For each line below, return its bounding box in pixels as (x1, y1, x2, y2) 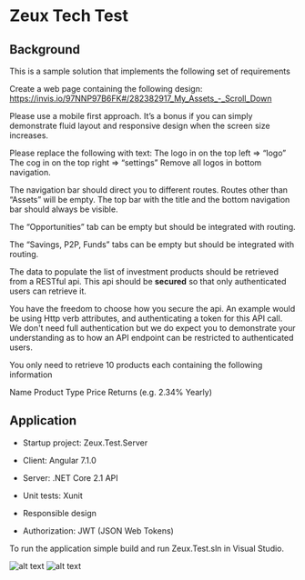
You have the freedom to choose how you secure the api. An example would (9, 304, 296, 314)
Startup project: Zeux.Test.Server (22, 437, 148, 448)
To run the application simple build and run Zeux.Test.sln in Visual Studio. (9, 543, 285, 554)
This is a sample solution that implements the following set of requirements (9, 65, 291, 76)
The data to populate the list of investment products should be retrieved (9, 266, 280, 277)
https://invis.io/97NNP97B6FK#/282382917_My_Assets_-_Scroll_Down (9, 93, 272, 104)
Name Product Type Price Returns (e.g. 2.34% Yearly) (9, 387, 212, 397)
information (9, 369, 53, 380)
